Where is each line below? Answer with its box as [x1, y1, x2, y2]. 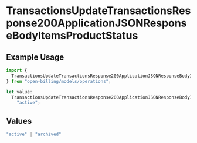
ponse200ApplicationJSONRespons [6, 16, 187, 30]
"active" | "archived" [6, 131, 62, 138]
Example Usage [6, 52, 64, 62]
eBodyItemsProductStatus [6, 29, 138, 42]
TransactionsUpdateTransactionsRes [6, 4, 191, 18]
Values [6, 116, 32, 126]
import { [6, 68, 28, 74]
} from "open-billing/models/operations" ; [6, 78, 111, 84]
